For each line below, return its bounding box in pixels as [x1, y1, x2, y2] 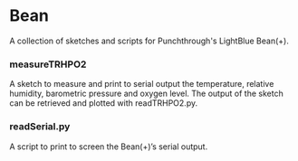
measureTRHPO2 [9, 58, 87, 71]
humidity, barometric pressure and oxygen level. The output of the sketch [9, 88, 284, 99]
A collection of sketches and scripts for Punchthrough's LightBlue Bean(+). [9, 35, 290, 46]
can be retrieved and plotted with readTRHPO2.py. [9, 98, 197, 109]
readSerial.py [9, 120, 71, 133]
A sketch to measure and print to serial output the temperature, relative [9, 79, 274, 90]
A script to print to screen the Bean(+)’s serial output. [9, 141, 208, 152]
